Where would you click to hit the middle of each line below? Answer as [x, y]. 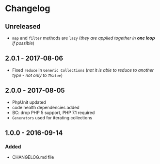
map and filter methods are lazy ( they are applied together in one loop [83, 38]
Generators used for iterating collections [52, 117]
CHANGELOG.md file [33, 157]
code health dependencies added [46, 107]
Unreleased [23, 26]
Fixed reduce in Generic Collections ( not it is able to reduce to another [83, 70]
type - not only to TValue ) [37, 75]
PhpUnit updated [29, 102]
